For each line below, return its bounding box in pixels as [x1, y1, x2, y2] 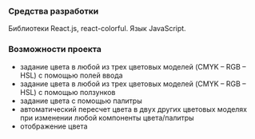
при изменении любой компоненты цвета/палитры [19, 113, 194, 122]
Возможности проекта [8, 44, 102, 55]
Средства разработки [8, 6, 99, 17]
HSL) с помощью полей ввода [19, 70, 123, 80]
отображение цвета [19, 121, 88, 131]
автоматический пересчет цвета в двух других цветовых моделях [19, 104, 248, 113]
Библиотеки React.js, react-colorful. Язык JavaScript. [8, 24, 186, 34]
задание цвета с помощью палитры [19, 96, 142, 105]
